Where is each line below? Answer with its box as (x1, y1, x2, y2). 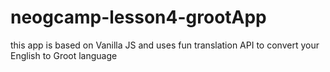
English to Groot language (10, 49, 118, 61)
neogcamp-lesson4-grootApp (10, 6, 267, 29)
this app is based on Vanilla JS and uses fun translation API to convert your (10, 39, 320, 51)
